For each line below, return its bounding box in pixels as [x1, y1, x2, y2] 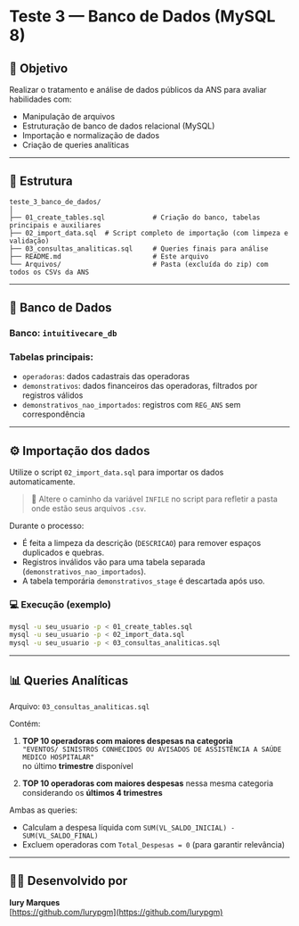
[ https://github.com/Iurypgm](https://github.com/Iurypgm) [9, 906, 223, 917]
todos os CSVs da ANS [9, 268, 90, 277]
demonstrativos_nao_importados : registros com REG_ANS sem [21, 400, 241, 410]
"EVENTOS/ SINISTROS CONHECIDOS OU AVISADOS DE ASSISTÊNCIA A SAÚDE [21, 745, 282, 754]
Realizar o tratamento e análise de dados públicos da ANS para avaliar [9, 85, 267, 95]
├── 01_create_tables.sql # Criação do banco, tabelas [9, 212, 261, 222]
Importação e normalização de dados [21, 130, 160, 140]
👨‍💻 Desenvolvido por [9, 873, 128, 889]
